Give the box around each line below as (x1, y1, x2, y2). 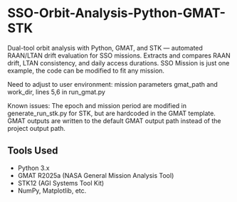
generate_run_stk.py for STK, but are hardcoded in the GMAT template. (7, 109, 216, 117)
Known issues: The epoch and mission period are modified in (7, 101, 187, 110)
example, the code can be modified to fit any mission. (7, 66, 165, 75)
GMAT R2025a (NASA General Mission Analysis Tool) (17, 171, 174, 179)
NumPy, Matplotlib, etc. (17, 186, 87, 195)
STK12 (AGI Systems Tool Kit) (17, 179, 105, 187)
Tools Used (7, 144, 58, 157)
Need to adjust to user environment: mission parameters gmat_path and (7, 80, 218, 88)
